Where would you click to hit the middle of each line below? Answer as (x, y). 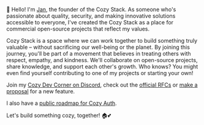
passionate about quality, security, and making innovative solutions (91, 16)
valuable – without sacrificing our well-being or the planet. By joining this (98, 47)
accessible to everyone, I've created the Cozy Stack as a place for (90, 22)
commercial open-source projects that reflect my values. (78, 29)
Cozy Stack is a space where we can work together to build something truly (102, 41)
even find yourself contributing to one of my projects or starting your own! (100, 73)
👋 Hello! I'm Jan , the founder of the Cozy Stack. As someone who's (91, 9)
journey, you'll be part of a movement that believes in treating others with (99, 54)
